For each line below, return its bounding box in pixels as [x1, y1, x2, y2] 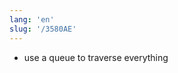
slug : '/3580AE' [9, 24, 77, 34]
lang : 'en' [9, 14, 55, 25]
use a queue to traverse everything [23, 51, 169, 63]
